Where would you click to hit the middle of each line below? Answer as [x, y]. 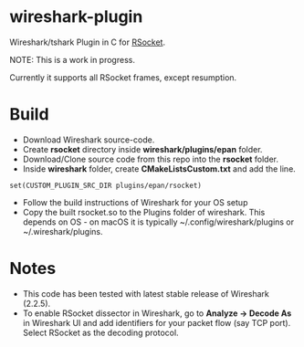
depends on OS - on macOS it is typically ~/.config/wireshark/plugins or [158, 222]
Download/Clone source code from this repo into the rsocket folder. [151, 159]
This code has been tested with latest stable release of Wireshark [146, 293]
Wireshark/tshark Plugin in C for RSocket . [88, 42]
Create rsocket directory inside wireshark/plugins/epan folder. [142, 149]
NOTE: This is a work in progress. [72, 59]
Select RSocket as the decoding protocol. [101, 332]
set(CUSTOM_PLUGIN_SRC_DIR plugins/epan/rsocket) [106, 185]
